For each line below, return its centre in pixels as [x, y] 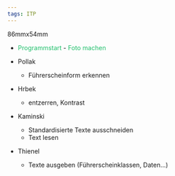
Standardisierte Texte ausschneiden [81, 130]
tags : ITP [22, 14]
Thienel [29, 151]
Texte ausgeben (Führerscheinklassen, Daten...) [98, 165]
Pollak [27, 61]
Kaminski [31, 116]
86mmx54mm [28, 34]
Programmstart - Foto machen [62, 47]
